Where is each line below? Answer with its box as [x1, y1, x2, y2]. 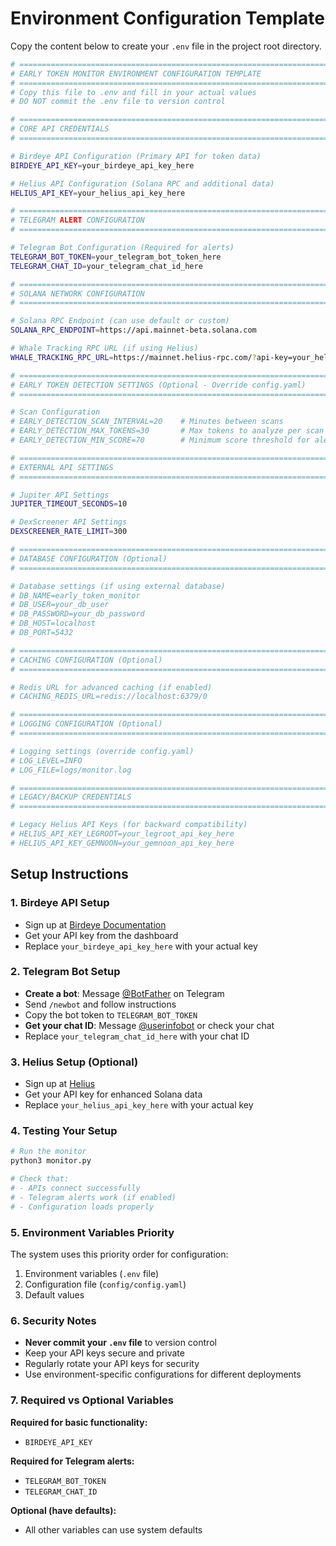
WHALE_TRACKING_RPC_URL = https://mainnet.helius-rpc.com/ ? [10, 352, 257, 362]
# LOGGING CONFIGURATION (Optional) [10, 719, 163, 729]
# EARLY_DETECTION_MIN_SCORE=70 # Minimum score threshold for [10, 435, 311, 446]
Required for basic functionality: [10, 1416, 148, 1428]
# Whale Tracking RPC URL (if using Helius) [10, 343, 199, 354]
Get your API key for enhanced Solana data [24, 1088, 203, 1101]
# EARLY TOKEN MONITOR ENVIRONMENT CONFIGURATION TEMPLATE [10, 68, 262, 79]
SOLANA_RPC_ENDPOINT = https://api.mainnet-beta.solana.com [10, 325, 257, 336]
